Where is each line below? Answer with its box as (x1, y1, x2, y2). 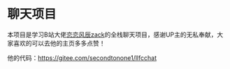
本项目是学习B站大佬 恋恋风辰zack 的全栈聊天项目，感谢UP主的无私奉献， (7, 30, 217, 39)
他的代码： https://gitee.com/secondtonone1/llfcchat (7, 53, 157, 62)
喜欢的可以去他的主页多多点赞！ (13, 39, 106, 47)
